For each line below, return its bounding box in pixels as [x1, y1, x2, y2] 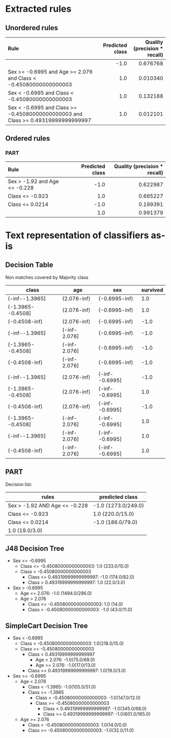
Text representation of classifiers [5, 229, 149, 241]
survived [141, 286, 163, 293]
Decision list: [5, 481, 32, 487]
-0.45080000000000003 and [8, 110, 82, 118]
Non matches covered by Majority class [5, 274, 89, 280]
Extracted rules [5, 3, 72, 15]
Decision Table [5, 261, 53, 269]
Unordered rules [5, 24, 59, 32]
